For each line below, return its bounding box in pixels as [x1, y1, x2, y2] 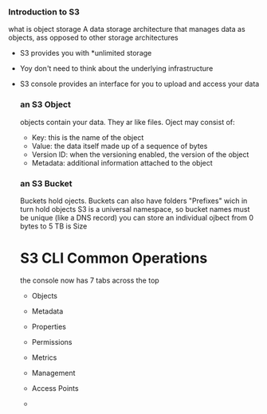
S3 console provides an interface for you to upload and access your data [19, 79, 260, 89]
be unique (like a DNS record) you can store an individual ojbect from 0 [19, 213, 253, 222]
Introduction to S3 [8, 6, 80, 18]
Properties [31, 322, 66, 331]
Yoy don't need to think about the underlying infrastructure [19, 64, 214, 73]
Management [31, 368, 76, 377]
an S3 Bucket [19, 178, 73, 189]
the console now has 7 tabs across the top [19, 275, 159, 285]
